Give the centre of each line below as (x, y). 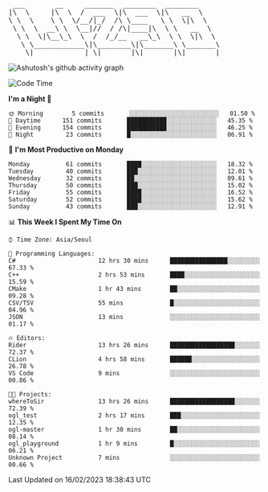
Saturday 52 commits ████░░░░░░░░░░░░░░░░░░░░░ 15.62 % (130, 199)
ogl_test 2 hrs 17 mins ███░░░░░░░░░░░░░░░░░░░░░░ (134, 416)
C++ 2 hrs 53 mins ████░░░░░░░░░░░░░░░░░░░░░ (134, 275)
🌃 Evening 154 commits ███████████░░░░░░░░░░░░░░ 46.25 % (130, 128)
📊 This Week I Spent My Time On (65, 222)
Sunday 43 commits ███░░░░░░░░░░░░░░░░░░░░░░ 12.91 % (130, 207)
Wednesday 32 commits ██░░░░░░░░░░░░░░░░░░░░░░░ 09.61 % (130, 178)
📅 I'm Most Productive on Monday (66, 150)
